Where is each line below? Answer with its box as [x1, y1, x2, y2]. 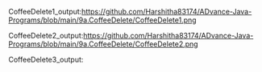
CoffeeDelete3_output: [8, 55, 84, 64]
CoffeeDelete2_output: [8, 31, 84, 40]
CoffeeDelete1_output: [8, 7, 82, 16]
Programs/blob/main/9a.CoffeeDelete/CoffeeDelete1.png [8, 15, 197, 25]
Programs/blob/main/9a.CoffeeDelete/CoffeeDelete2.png [8, 39, 199, 49]
